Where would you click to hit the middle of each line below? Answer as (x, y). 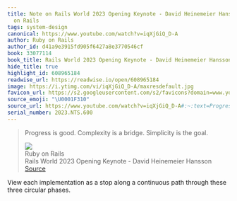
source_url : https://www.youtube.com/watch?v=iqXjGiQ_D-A (94, 106)
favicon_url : (26, 93)
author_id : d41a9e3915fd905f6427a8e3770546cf (75, 47)
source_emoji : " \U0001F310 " (49, 100)
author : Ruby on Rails (41, 40)
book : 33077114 (30, 54)
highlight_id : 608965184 (44, 73)
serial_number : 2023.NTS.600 (50, 113)
